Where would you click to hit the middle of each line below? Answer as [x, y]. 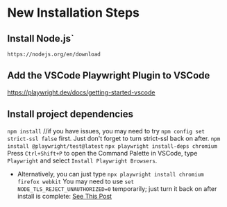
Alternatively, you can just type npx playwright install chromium [110, 174]
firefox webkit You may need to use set [75, 181]
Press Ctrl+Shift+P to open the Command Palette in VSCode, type [102, 153]
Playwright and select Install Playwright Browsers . [82, 160]
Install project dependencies [70, 114]
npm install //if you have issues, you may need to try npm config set [106, 131]
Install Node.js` [41, 39]
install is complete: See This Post [65, 196]
